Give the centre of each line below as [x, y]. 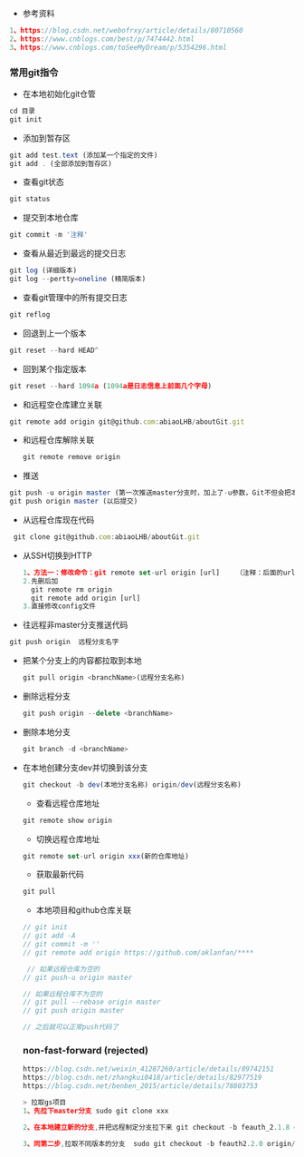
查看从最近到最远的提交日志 [74, 253]
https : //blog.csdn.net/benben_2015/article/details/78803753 [140, 1086]
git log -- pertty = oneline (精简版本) [78, 279]
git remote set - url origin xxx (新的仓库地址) [106, 856]
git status [30, 199]
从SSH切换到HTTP [57, 555]
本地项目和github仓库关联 [84, 910]
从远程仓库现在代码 [58, 520]
